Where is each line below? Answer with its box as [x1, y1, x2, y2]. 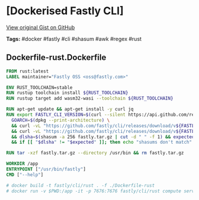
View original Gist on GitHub [6, 24, 75, 31]
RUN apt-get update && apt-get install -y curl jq [6, 106, 134, 112]
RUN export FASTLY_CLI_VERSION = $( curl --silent [6, 112, 126, 118]
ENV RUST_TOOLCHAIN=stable [6, 84, 73, 90]
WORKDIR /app [6, 161, 38, 167]
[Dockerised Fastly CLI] [6, 4, 124, 18]
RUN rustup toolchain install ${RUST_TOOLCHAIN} [6, 90, 129, 96]
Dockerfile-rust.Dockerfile [6, 52, 107, 63]
